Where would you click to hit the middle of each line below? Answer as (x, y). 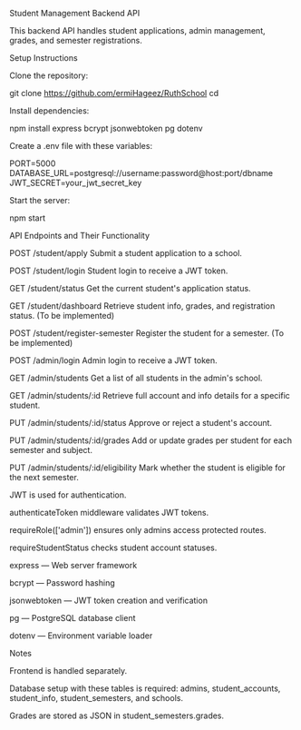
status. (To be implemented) (62, 316)
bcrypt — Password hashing (62, 583)
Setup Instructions (44, 58)
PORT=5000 (33, 163)
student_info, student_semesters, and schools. (97, 698)
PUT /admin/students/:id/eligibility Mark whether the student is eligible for (147, 468)
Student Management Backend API (75, 13)
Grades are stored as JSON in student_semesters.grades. (117, 715)
